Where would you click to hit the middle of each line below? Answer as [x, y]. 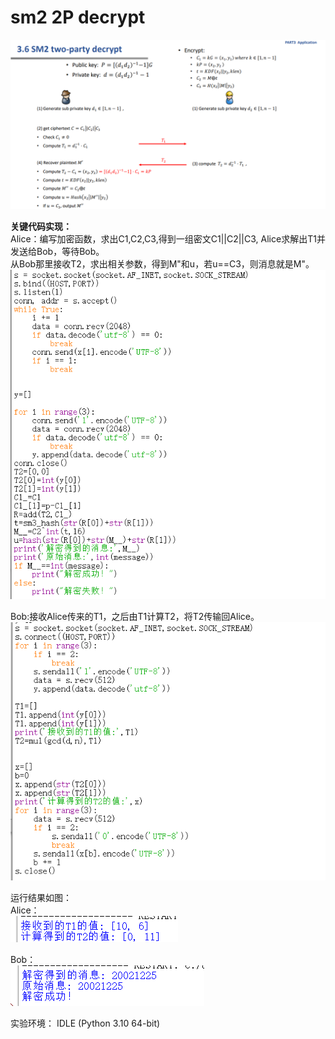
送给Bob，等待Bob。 [61, 251]
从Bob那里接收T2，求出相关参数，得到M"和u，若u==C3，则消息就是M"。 [162, 263]
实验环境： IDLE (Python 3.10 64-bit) [85, 1023]
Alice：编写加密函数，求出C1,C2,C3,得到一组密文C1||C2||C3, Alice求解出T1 [163, 238]
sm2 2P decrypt [78, 17]
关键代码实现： [41, 226]
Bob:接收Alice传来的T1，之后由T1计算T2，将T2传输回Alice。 [135, 616]
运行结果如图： [41, 898]
